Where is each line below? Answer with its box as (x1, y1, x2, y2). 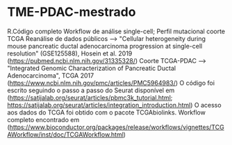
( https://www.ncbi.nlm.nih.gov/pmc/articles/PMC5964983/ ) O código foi (7, 78, 215, 87)
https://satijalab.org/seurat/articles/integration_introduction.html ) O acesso (7, 101, 222, 109)
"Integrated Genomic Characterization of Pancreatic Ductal (7, 64, 176, 72)
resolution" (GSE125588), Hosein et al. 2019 (7, 49, 133, 58)
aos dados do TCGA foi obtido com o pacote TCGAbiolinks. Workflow (7, 108, 206, 117)
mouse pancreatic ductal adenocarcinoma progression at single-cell (7, 42, 203, 50)
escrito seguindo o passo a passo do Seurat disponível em (7, 86, 175, 94)
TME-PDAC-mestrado (7, 4, 136, 20)
